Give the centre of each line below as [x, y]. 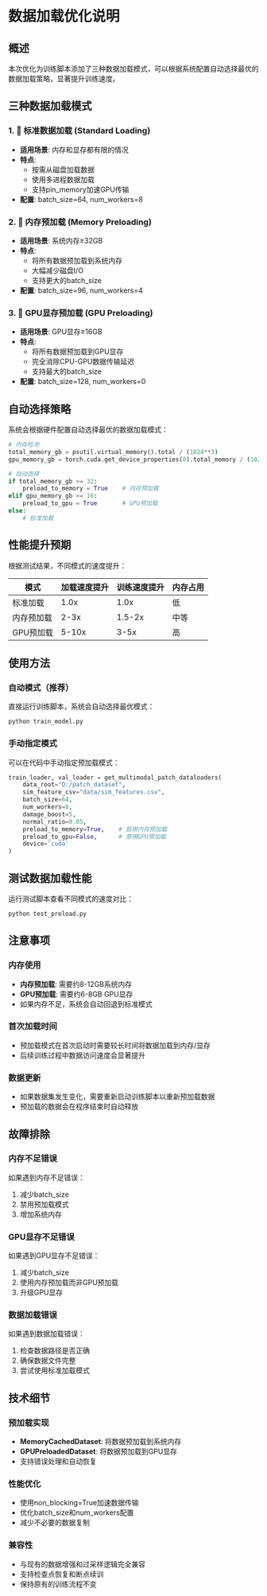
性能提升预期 [40, 545]
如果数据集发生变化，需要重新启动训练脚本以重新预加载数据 [117, 1097]
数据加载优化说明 [64, 16]
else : [17, 511]
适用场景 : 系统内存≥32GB [61, 240]
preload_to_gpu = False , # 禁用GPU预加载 [95, 837]
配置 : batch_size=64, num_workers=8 [81, 199]
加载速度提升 [85, 587]
